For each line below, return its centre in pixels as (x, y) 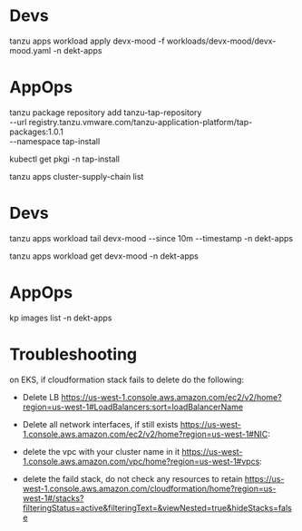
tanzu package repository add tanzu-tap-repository (106, 112)
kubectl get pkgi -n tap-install (65, 159)
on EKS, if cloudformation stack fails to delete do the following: (127, 379)
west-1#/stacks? (53, 498)
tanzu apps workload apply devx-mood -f (87, 41)
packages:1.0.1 (36, 132)
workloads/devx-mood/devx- (221, 41)
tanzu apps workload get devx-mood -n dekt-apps (104, 256)
